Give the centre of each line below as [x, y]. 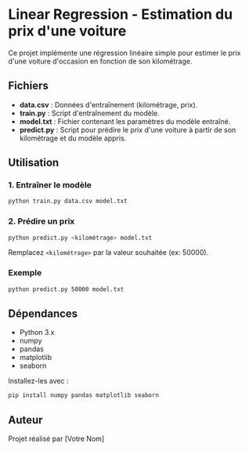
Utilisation [34, 163]
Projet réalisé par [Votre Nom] [56, 439]
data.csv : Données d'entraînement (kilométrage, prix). [108, 104]
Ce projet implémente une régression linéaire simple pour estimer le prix [125, 53]
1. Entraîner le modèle [50, 185]
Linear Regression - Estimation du [121, 15]
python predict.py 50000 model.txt [66, 289]
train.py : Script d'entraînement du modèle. [90, 113]
